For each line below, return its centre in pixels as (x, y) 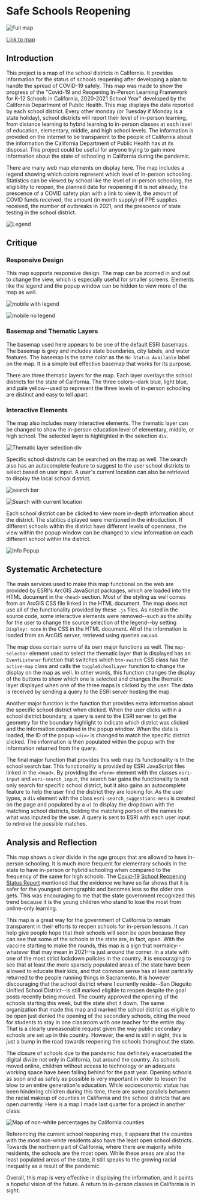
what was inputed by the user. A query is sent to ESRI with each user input (98, 817)
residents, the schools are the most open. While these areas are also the (95, 1153)
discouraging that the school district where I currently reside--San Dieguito (99, 984)
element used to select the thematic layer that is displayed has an (110, 653)
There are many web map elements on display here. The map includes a (95, 167)
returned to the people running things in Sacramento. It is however (88, 977)
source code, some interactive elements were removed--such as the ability (99, 616)
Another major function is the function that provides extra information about (100, 703)
